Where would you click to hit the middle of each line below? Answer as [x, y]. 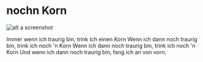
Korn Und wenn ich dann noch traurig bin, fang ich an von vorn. [87, 52]
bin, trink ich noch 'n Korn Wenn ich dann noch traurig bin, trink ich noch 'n [101, 46]
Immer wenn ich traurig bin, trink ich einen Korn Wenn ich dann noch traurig [102, 39]
